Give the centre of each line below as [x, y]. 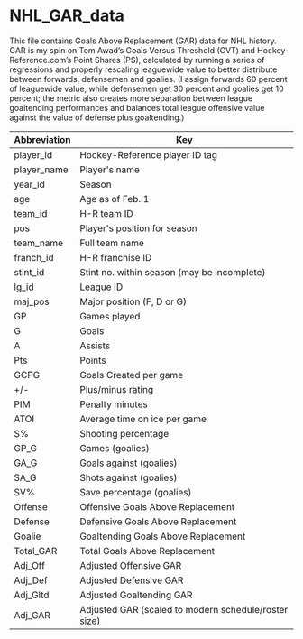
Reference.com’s [41, 60]
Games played [110, 316]
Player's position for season [139, 228]
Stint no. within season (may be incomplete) [173, 272]
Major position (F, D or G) [133, 301]
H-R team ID [106, 213]
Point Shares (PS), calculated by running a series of [169, 60]
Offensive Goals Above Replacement [157, 506]
